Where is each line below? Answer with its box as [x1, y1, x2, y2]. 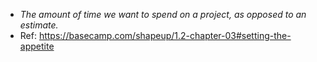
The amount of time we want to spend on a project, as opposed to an [19, 9, 307, 20]
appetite [19, 40, 55, 52]
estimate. [19, 19, 59, 31]
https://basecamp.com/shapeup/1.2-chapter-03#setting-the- [38, 30, 292, 41]
